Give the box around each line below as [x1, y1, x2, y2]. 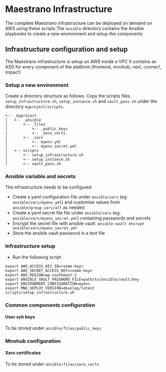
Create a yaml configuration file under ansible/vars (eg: [12, 194, 128, 200]
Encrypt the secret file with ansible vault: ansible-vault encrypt [12, 220, 145, 226]
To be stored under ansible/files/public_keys [5, 325, 102, 331]
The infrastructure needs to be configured [5, 184, 92, 190]
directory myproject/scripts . [5, 103, 65, 109]
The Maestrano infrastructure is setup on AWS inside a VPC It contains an [5, 58, 157, 64]
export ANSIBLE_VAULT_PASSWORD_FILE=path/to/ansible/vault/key [5, 276, 140, 282]
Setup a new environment [5, 81, 69, 88]
